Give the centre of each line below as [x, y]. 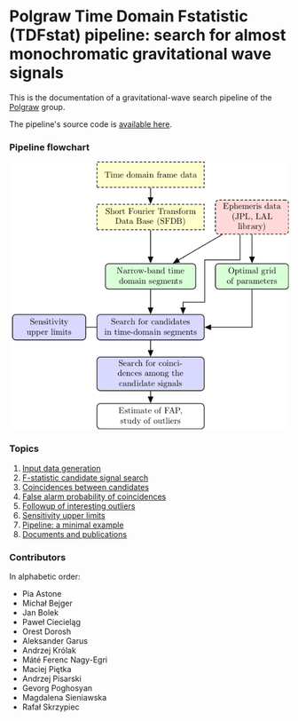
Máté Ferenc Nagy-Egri [65, 660]
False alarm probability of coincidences [94, 496]
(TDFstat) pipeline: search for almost [148, 35]
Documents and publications [74, 534]
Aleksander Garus [55, 641]
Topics [24, 448]
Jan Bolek [40, 613]
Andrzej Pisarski [51, 679]
